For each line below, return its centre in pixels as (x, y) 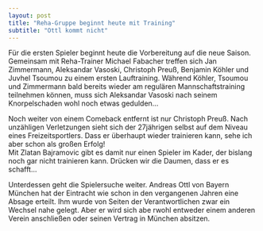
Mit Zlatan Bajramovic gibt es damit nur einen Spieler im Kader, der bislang (130, 152)
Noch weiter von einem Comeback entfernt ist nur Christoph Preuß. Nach (128, 119)
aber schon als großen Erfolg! (57, 144)
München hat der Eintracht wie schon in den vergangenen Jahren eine (124, 193)
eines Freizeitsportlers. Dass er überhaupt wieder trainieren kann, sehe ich (130, 136)
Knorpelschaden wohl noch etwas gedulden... (83, 103)
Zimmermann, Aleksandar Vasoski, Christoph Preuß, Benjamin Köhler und (128, 70)
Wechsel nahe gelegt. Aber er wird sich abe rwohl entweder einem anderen (132, 210)
